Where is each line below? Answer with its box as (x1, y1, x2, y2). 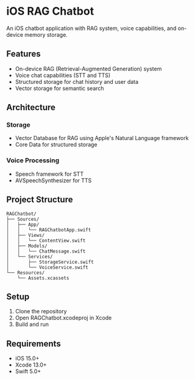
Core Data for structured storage (15, 141, 97, 148)
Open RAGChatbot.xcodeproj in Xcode (15, 314, 112, 322)
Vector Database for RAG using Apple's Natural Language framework (15, 135, 189, 142)
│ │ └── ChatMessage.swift (6, 248, 86, 255)
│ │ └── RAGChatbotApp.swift (6, 226, 91, 233)
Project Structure (6, 195, 73, 205)
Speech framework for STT (15, 170, 84, 177)
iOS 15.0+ (15, 355, 40, 362)
